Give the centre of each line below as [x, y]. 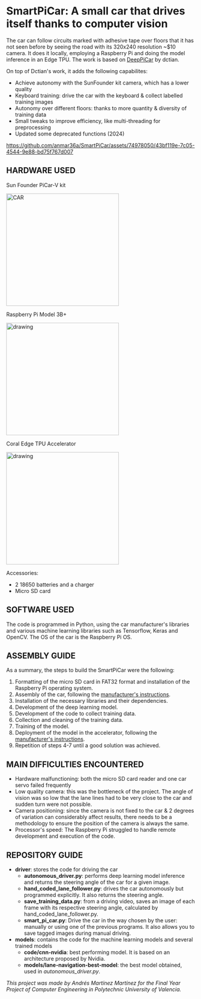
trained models [34, 946]
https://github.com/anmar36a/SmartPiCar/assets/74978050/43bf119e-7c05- [100, 145]
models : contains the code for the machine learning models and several [104, 939]
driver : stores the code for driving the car [66, 869]
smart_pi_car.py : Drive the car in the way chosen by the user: [100, 920]
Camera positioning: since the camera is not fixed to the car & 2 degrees [104, 811]
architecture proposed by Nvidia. [64, 959]
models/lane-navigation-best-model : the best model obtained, [103, 965]
